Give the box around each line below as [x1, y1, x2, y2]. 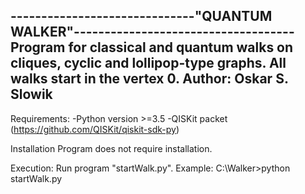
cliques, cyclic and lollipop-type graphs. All [10, 55, 287, 72]
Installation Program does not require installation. [10, 142, 213, 154]
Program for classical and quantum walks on [10, 39, 294, 56]
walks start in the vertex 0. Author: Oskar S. [10, 70, 289, 88]
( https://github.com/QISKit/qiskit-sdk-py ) [10, 123, 180, 135]
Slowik [10, 86, 53, 103]
